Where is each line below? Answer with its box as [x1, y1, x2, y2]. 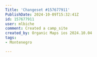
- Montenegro [5, 40, 32, 45]
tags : [5, 35, 16, 40]
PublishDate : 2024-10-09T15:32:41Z [5, 12, 79, 17]
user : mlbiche [5, 21, 35, 26]
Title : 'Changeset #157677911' [5, 7, 70, 12]
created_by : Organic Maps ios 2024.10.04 [5, 30, 93, 35]
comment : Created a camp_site [5, 26, 68, 31]
